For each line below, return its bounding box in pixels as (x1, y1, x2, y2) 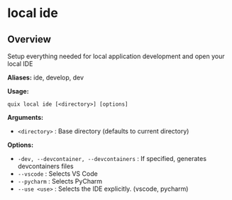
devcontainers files (17, 162, 74, 170)
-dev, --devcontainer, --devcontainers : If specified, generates (17, 155, 207, 162)
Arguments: (7, 113, 44, 121)
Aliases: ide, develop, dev (7, 73, 84, 82)
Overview (7, 33, 52, 45)
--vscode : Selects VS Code (17, 170, 98, 178)
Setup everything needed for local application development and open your (7, 52, 225, 60)
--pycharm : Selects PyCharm (17, 177, 103, 185)
